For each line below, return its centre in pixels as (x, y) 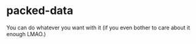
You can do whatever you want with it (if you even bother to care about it (98, 28)
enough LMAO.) (26, 34)
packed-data (40, 11)
